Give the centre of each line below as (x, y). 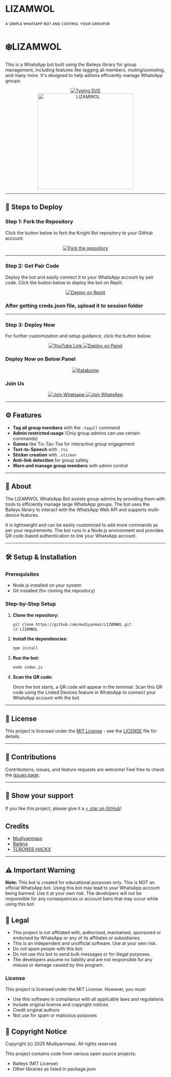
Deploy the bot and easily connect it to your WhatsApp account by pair (80, 277)
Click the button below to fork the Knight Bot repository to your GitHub (79, 233)
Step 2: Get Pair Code (32, 266)
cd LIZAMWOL (25, 629)
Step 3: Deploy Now (30, 325)
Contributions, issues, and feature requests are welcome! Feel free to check (85, 769)
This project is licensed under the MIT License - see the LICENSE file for (81, 731)
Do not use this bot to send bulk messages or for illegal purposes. (82, 954)
